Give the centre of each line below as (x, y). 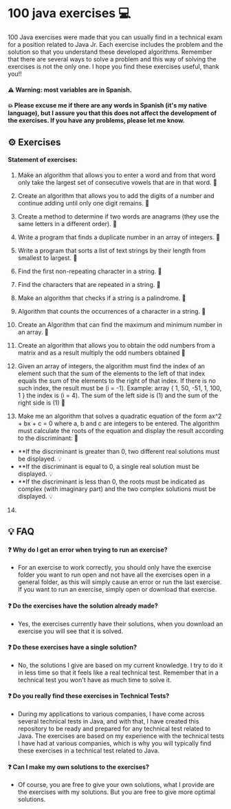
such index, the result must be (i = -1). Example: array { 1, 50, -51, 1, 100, (120, 388)
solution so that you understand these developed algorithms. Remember (110, 52)
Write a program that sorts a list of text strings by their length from (111, 250)
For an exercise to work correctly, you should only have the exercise (114, 568)
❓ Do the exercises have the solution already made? (83, 606)
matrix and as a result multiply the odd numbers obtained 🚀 (102, 352)
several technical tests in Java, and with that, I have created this (108, 721)
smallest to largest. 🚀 (47, 258)
